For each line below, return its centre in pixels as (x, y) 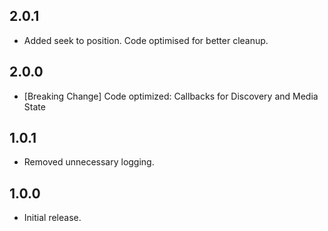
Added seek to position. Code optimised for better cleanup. (146, 40)
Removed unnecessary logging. (89, 162)
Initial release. (52, 218)
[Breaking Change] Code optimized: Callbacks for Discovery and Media (171, 96)
